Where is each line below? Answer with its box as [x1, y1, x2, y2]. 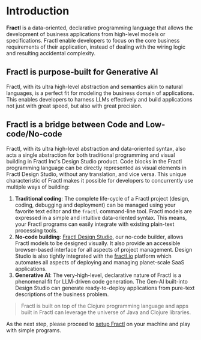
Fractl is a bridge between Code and [6, 120, 144, 130]
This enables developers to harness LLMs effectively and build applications [6, 96, 193, 103]
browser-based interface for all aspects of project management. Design [14, 246, 193, 253]
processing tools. [14, 226, 58, 234]
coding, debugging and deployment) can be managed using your [14, 201, 176, 208]
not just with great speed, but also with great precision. [6, 102, 143, 109]
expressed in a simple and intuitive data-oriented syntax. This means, [14, 214, 187, 221]
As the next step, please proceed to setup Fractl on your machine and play [6, 320, 191, 327]
